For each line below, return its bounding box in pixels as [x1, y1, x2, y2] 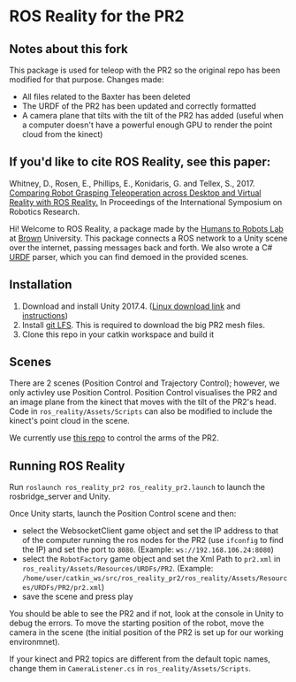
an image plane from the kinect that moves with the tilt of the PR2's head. [9, 396, 277, 408]
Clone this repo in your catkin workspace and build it [21, 329, 215, 340]
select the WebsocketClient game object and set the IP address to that [21, 525, 279, 536]
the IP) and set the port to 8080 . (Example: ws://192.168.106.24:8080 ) [21, 544, 274, 555]
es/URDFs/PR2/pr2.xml [21, 584, 102, 593]
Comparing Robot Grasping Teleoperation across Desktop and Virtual [9, 188, 262, 198]
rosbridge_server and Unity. [9, 491, 110, 502]
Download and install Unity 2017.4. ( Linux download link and [21, 301, 241, 311]
